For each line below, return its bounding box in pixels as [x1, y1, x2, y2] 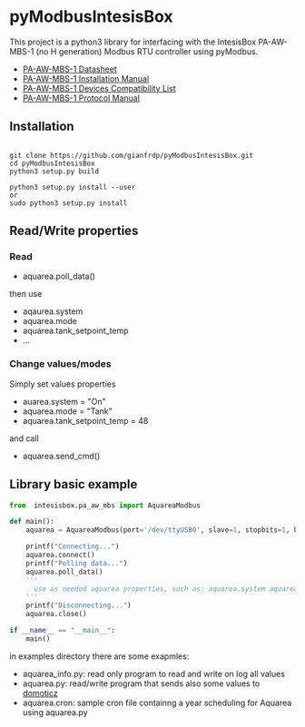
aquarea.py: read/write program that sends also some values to [22, 678, 261, 689]
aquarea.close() [25, 610, 88, 619]
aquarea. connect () [25, 551, 95, 560]
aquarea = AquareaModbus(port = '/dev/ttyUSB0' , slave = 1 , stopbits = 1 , [25, 526, 290, 535]
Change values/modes [9, 358, 112, 370]
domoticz [22, 687, 58, 698]
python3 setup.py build [9, 166, 100, 176]
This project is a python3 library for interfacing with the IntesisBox [9, 36, 257, 47]
